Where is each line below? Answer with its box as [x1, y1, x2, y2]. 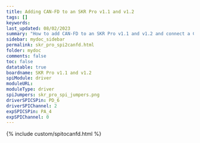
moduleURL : [6, 81, 33, 87]
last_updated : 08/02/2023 [6, 25, 70, 32]
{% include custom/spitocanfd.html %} [6, 130, 102, 138]
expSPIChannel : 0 [6, 114, 49, 120]
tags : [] [6, 14, 28, 20]
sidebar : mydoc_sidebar [6, 36, 65, 42]
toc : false [6, 58, 33, 64]
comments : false [6, 53, 46, 59]
